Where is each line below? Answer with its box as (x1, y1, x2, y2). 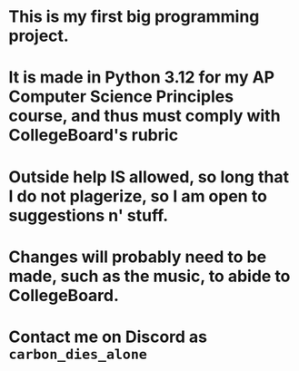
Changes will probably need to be (8, 247, 267, 267)
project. (8, 25, 69, 46)
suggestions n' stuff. (8, 205, 169, 226)
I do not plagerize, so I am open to (8, 186, 267, 206)
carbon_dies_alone (8, 346, 147, 363)
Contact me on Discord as (8, 327, 208, 347)
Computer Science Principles (8, 86, 234, 107)
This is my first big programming (8, 6, 260, 27)
